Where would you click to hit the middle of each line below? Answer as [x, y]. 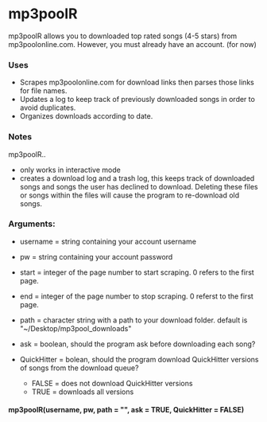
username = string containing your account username [108, 241]
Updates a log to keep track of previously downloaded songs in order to [137, 100]
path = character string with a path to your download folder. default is [133, 320]
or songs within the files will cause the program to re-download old [130, 195]
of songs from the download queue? [79, 368]
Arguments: [32, 224]
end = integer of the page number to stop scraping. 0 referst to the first [137, 296]
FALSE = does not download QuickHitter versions [112, 383]
